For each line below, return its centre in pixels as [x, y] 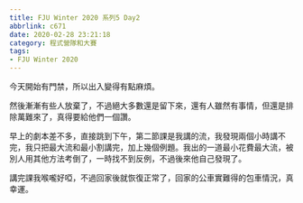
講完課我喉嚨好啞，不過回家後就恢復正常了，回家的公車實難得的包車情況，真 [151, 178]
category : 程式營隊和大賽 [53, 43]
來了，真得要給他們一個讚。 [84, 117]
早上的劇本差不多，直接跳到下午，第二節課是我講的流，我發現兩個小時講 [143, 136]
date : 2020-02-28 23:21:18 [60, 34]
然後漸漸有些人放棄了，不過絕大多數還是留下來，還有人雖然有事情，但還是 [147, 106]
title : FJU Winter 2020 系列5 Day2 [75, 18]
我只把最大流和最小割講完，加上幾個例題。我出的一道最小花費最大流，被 [159, 147]
